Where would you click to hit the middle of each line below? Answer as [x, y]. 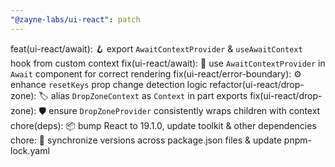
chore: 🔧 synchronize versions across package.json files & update [146, 140]
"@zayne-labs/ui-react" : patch [75, 19]
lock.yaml [30, 150]
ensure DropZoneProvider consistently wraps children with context [184, 110]
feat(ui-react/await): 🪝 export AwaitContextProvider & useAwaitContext [156, 48]
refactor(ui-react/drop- [257, 84]
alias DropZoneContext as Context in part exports [149, 95]
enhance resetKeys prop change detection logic [109, 84]
